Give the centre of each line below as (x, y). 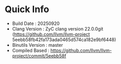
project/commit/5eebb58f (39, 56)
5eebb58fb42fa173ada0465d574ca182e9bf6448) (64, 40)
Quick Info (27, 9)
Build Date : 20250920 (36, 23)
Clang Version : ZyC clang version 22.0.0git (58, 28)
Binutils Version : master (37, 45)
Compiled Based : (31, 50)
